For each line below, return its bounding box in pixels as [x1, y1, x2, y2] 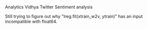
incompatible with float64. [5, 19, 57, 24]
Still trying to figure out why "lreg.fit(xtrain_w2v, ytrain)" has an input [5, 14, 143, 19]
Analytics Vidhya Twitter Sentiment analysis [5, 4, 93, 10]
